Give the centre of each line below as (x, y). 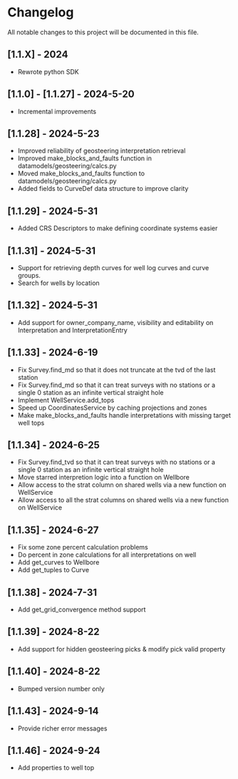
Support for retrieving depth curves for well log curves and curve (113, 268)
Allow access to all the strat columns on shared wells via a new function (123, 500)
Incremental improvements (57, 111)
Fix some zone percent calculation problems (83, 547)
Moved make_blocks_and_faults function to (81, 174)
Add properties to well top (56, 768)
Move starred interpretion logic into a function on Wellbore (104, 478)
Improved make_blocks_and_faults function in (84, 158)
